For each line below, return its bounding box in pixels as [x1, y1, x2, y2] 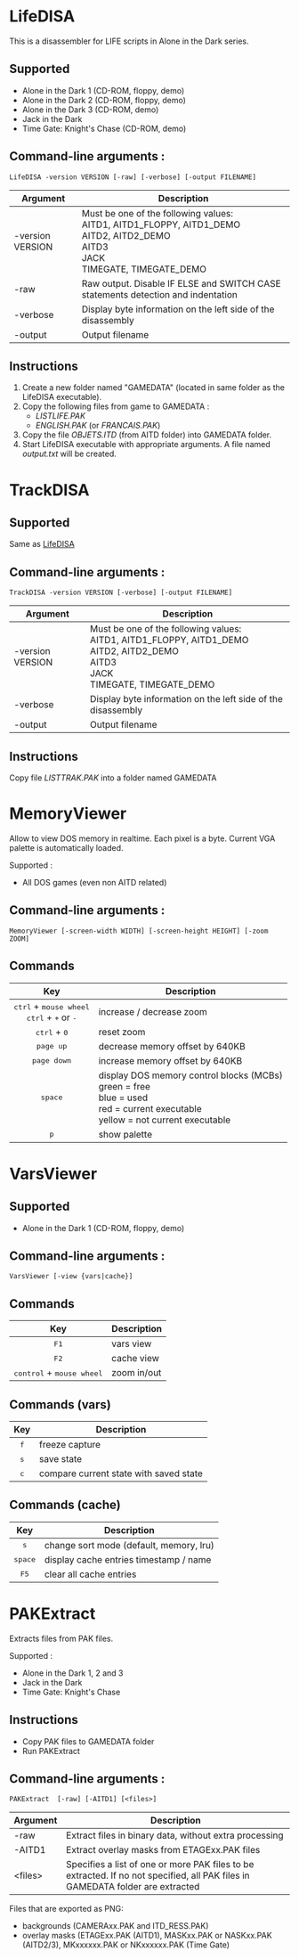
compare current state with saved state [38, 1467, 203, 1480]
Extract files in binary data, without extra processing [66, 1829, 284, 1841]
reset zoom [98, 1025, 146, 1038]
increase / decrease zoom [98, 1005, 207, 1017]
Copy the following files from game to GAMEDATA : [21, 401, 210, 412]
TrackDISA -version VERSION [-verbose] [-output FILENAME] [9, 588, 233, 598]
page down [31, 1056, 72, 1065]
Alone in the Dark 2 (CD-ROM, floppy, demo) [21, 94, 187, 105]
